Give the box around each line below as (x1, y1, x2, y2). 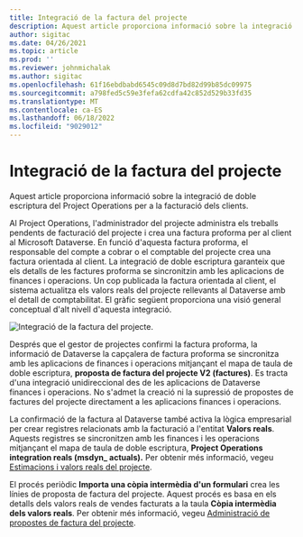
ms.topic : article (9, 47, 78, 56)
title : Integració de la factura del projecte (9, 13, 188, 23)
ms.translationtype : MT (9, 96, 99, 106)
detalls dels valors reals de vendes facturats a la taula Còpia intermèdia (9, 497, 277, 509)
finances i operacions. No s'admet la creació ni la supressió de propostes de (9, 387, 294, 397)
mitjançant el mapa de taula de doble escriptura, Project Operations (9, 442, 263, 453)
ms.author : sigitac (9, 72, 83, 81)
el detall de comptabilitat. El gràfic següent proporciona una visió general (9, 294, 281, 305)
